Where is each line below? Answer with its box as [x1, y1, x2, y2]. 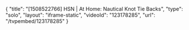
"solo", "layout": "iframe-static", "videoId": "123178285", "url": [5, 12, 155, 18]
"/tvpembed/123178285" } [5, 18, 69, 24]
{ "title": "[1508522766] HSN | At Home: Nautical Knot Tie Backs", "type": [5, 6, 183, 12]
